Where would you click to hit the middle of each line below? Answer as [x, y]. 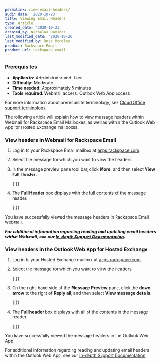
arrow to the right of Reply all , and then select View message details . [82, 293]
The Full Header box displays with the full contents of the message [79, 193]
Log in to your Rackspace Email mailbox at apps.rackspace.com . [76, 150]
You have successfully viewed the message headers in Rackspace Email [77, 217]
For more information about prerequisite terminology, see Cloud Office [75, 102]
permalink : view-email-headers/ [37, 9]
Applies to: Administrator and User [47, 78]
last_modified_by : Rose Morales [37, 41]
